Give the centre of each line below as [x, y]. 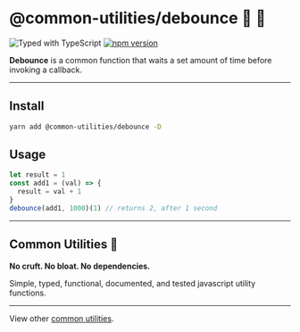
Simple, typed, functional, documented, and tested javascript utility [133, 283]
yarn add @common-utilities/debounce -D [86, 127]
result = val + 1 [50, 192]
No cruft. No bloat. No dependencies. [80, 266]
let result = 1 [37, 175]
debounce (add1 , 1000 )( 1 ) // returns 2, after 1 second [113, 208]
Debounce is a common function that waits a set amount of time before [141, 60]
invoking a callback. [46, 70]
